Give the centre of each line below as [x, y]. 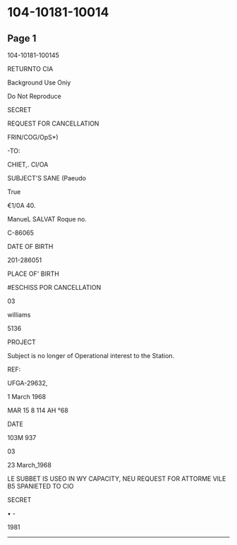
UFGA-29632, [28, 383]
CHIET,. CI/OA [28, 164]
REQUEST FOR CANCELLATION [53, 123]
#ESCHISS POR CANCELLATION [54, 287]
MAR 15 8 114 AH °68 [38, 410]
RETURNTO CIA [30, 69]
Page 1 [22, 38]
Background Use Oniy [39, 82]
